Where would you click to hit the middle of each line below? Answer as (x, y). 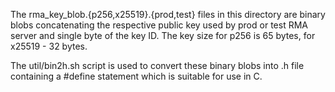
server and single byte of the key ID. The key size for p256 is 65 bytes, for (163, 35)
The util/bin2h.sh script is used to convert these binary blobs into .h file (157, 65)
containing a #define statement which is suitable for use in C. (136, 76)
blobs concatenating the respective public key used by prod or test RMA (159, 25)
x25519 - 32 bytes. (49, 46)
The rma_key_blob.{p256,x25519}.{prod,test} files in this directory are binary (168, 14)
